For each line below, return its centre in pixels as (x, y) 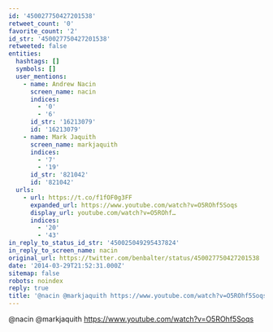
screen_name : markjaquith (74, 144)
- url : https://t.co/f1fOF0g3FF (78, 197)
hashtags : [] (38, 62)
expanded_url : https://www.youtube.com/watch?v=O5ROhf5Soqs (134, 205)
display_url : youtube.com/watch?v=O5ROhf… (103, 212)
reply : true (28, 288)
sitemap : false (34, 273)
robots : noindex (36, 281)
